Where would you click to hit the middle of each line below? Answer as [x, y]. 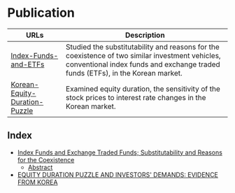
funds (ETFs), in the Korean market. [124, 73]
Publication [41, 13]
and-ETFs [28, 64]
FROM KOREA [37, 182]
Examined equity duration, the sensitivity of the [143, 89]
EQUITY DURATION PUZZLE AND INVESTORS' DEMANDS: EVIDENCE [118, 174]
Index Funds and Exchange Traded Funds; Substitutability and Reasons [120, 152]
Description [145, 35]
